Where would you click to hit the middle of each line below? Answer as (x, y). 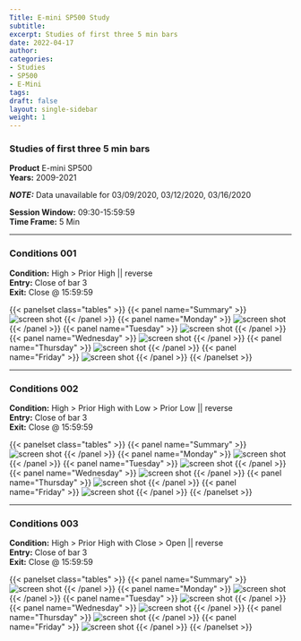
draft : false (34, 101)
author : (24, 51)
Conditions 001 (43, 253)
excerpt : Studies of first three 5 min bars (94, 34)
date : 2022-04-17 (42, 43)
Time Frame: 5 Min (45, 222)
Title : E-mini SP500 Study (60, 17)
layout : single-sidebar (54, 109)
